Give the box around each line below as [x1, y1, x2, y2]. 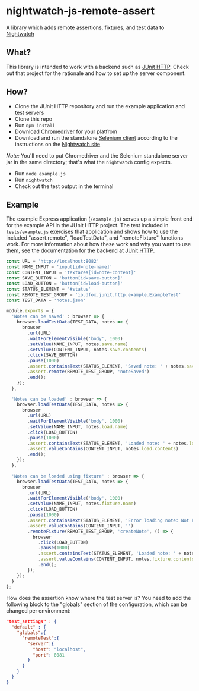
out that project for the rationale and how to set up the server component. [6, 70, 186, 77]
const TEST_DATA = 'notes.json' [6, 297, 86, 303]
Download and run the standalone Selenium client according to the [14, 134, 178, 141]
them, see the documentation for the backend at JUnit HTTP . [6, 247, 155, 254]
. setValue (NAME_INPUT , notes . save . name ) [27, 341, 129, 347]
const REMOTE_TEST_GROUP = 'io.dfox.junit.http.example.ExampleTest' [6, 291, 182, 298]
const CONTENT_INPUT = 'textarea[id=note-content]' [6, 269, 136, 276]
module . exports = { [6, 308, 54, 314]
